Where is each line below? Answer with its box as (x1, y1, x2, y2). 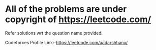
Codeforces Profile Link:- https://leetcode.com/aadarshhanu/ (5, 39, 128, 45)
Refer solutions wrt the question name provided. (5, 30, 103, 36)
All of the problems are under (5, 3, 127, 15)
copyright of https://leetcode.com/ (5, 14, 152, 25)
